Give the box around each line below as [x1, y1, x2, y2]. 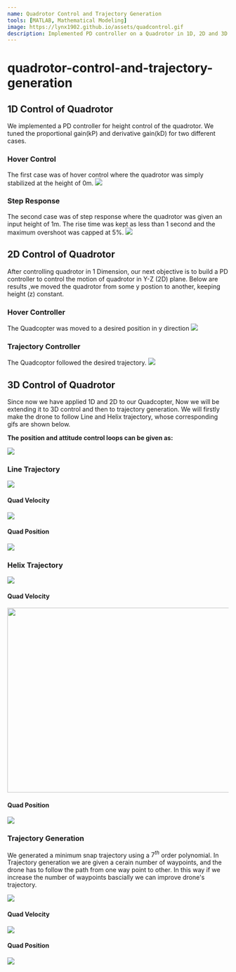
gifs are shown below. [7, 420, 71, 429]
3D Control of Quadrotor [7, 379, 116, 391]
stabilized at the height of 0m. [7, 179, 94, 187]
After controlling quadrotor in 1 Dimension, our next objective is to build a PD [7, 267, 228, 275]
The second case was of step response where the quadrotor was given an [7, 212, 223, 220]
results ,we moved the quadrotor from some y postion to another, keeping [7, 282, 221, 291]
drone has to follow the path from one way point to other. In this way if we [7, 866, 221, 874]
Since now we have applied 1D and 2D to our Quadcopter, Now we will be [7, 398, 220, 406]
